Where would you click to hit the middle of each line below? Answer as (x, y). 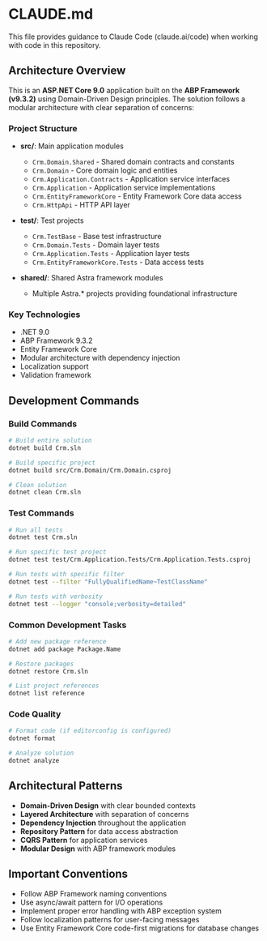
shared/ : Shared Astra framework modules (91, 278)
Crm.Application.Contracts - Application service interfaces (131, 179)
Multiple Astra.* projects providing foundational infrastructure (135, 293)
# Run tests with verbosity (56, 597)
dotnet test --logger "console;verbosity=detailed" (97, 604)
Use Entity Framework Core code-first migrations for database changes (140, 928)
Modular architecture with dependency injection (100, 358)
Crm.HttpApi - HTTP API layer (81, 205)
